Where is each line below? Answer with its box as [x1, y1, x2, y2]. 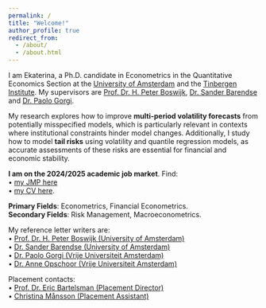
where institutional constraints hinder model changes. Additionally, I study [8, 128, 250, 138]
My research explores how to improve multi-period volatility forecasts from [8, 111, 258, 120]
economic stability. [8, 154, 70, 163]
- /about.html [15, 49, 62, 57]
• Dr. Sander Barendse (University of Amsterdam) [8, 242, 171, 251]
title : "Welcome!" [8, 19, 69, 27]
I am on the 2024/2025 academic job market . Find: [8, 169, 179, 178]
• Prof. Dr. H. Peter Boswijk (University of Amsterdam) [8, 234, 185, 243]
